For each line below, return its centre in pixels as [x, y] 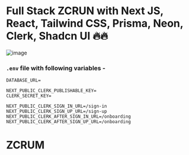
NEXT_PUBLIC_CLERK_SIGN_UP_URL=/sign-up [57, 112]
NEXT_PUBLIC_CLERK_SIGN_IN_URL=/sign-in [57, 106]
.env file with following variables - [56, 68]
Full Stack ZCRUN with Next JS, [85, 11]
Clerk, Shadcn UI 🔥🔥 [57, 36]
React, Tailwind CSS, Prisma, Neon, [95, 23]
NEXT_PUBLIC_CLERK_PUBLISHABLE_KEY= [51, 91]
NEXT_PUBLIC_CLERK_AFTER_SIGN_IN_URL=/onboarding [69, 117]
